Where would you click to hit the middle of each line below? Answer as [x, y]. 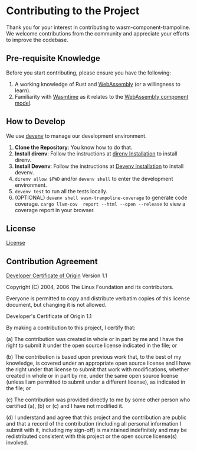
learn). [23, 90]
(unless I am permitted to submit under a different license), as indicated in [96, 382]
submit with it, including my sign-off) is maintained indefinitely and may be [97, 430]
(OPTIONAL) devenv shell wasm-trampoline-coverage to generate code [101, 197]
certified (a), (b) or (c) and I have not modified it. [65, 406]
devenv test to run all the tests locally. [61, 191]
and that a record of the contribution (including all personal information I [94, 424]
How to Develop [36, 121]
